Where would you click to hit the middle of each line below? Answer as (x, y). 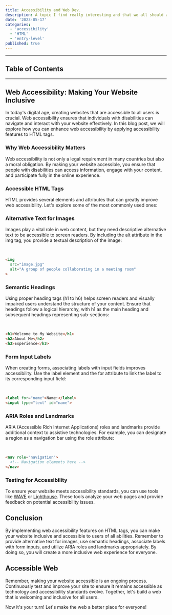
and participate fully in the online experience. (53, 175)
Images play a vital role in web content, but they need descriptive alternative (86, 230)
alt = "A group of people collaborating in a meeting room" (73, 270)
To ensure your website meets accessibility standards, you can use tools (82, 491)
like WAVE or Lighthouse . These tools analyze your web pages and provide (84, 496)
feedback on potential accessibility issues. (50, 502)
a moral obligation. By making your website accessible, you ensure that (80, 164)
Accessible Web (32, 569)
